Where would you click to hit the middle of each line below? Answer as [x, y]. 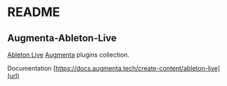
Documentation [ [32, 68]
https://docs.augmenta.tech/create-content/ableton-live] [137, 68]
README [34, 12]
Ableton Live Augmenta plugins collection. [69, 55]
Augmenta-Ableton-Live [62, 38]
